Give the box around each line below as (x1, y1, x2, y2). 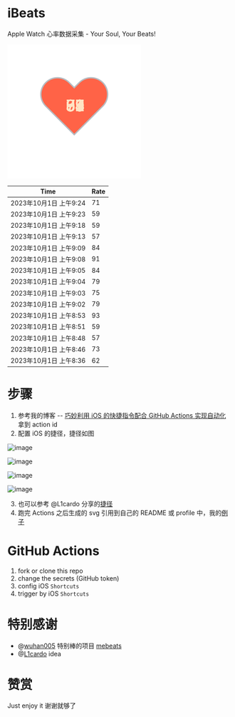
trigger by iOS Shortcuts (17, 589, 90, 598)
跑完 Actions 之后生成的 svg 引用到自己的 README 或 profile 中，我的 (17, 508, 222, 517)
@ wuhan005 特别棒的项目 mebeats (17, 641, 122, 650)
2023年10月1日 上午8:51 (10, 323, 86, 331)
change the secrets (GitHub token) (17, 573, 120, 583)
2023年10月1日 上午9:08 (10, 255, 86, 264)
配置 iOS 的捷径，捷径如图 (17, 428, 95, 437)
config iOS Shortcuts (17, 581, 80, 590)
